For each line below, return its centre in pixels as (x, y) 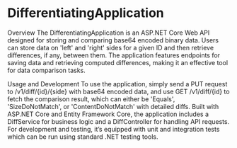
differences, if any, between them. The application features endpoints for (114, 55)
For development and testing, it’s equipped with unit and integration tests (114, 129)
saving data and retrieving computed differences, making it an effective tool (118, 62)
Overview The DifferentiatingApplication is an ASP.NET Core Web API (109, 33)
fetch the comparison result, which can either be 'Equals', (91, 99)
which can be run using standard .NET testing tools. (83, 137)
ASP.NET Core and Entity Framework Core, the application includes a (108, 114)
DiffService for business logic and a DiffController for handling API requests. (118, 121)
